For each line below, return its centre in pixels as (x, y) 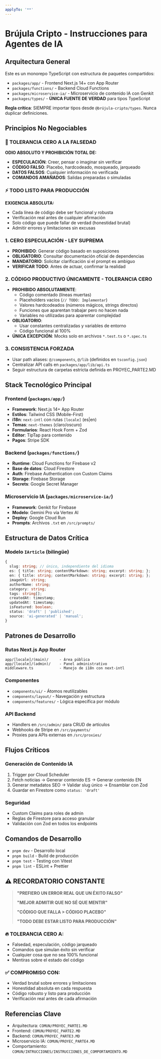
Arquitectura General (38, 62)
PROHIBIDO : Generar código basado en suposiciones (66, 251)
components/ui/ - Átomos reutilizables (50, 691)
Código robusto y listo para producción (51, 993)
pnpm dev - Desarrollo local (39, 851)
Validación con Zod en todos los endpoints (55, 823)
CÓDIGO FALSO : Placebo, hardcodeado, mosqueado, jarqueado (76, 167)
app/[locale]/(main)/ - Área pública (48, 660)
